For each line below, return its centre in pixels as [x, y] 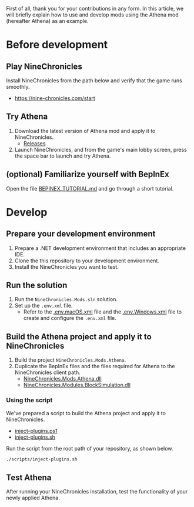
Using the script [29, 401]
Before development [57, 45]
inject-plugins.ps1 [36, 431]
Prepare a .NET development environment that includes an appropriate [100, 248]
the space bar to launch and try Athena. [63, 156]
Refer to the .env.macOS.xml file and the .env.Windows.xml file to [103, 312]
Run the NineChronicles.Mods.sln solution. [66, 299]
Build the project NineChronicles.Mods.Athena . [70, 360]
